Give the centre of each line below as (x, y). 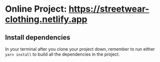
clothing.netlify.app (46, 19)
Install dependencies (38, 37)
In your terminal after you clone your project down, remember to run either (80, 49)
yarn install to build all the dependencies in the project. (62, 54)
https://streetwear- (109, 9)
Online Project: (36, 9)
